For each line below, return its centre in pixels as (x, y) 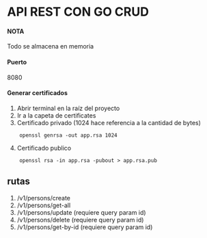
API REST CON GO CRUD (78, 12)
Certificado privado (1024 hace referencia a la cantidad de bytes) (109, 122)
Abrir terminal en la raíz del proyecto (68, 108)
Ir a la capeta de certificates (56, 115)
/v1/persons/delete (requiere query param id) (80, 220)
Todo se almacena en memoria (51, 47)
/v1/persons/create (43, 198)
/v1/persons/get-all (44, 205)
